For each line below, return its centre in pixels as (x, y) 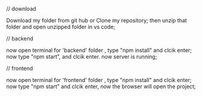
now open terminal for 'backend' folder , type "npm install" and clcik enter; (99, 50)
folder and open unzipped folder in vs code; (61, 27)
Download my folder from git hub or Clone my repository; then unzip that (96, 20)
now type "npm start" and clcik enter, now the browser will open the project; (101, 86)
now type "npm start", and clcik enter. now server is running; (82, 56)
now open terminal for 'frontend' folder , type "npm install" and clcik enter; (99, 80)
